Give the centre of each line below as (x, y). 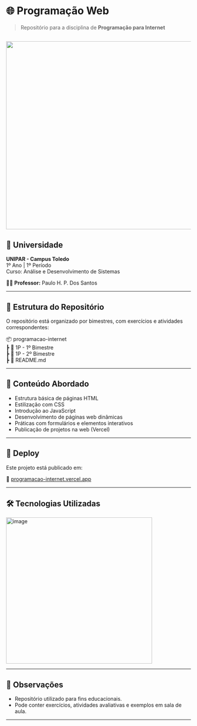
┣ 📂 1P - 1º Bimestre (30, 347)
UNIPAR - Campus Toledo (38, 259)
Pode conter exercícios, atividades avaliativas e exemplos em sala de (98, 705)
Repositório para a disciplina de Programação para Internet (93, 27)
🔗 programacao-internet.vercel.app (49, 479)
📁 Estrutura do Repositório (55, 307)
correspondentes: (28, 327)
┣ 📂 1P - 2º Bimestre (30, 353)
